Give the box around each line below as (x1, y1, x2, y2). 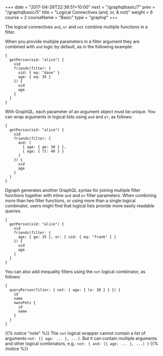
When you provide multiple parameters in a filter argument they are (5, 39, 140, 44)
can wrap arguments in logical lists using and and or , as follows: (5, 114, 133, 119)
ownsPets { (14, 300, 36, 305)
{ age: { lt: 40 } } (22, 149, 64, 154)
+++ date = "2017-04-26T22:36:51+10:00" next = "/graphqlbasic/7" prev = (5, 4, 156, 10)
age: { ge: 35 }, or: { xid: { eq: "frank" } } (18, 235, 117, 239)
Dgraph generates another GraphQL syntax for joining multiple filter (5, 187, 141, 193)
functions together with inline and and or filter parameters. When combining (5, 193, 157, 198)
